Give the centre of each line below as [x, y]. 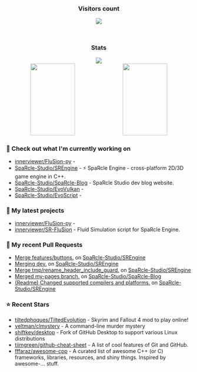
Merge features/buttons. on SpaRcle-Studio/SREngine [80, 258]
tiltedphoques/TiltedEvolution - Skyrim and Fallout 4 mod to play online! [101, 320]
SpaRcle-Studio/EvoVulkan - [49, 189]
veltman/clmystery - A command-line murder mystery [80, 326]
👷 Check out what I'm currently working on [69, 149]
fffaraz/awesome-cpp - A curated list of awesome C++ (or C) [89, 351]
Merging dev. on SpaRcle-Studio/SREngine [66, 264]
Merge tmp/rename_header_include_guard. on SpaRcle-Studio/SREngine [103, 270]
